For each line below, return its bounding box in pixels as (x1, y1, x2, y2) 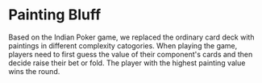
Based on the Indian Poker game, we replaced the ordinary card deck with (8, 32, 255, 42)
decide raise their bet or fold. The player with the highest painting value (8, 58, 246, 68)
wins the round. (8, 66, 60, 76)
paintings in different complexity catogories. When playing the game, (8, 40, 238, 50)
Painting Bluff (8, 6, 102, 24)
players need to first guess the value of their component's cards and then (8, 49, 253, 59)
